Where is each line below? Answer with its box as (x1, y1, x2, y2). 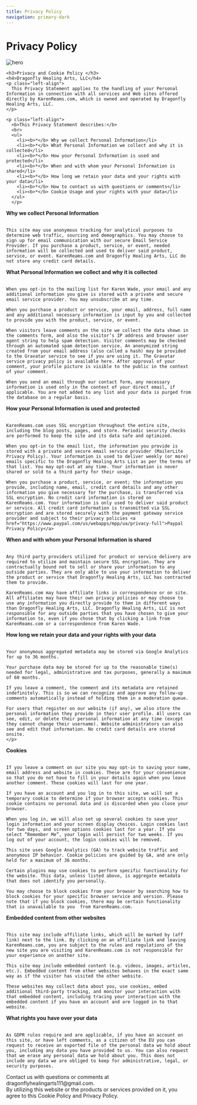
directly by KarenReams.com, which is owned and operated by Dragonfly (6, 96, 186, 102)
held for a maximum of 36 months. (6, 857, 91, 864)
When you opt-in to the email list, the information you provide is (6, 443, 178, 449)
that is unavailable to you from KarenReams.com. (6, 904, 133, 910)
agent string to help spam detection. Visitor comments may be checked (6, 338, 186, 344)
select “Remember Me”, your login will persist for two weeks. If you (6, 832, 183, 838)
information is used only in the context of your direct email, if (6, 384, 176, 390)
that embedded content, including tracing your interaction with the (6, 994, 181, 1000)
